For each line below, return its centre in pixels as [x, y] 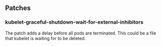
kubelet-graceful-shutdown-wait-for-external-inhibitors [74, 22]
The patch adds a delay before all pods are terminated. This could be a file [81, 33]
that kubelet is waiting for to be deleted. [46, 38]
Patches [18, 8]
